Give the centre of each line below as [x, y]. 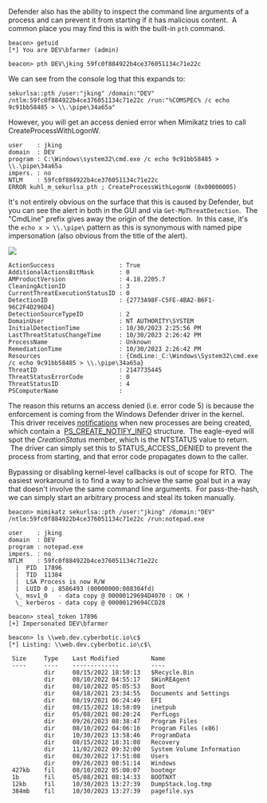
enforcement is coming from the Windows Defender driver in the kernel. [126, 414]
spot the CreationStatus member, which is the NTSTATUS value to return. [129, 439]
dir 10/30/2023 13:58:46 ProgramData [117, 735]
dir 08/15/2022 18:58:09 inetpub [110, 707]
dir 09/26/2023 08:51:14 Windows [110, 763]
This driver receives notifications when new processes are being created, [131, 423]
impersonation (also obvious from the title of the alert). [98, 236]
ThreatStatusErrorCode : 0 [69, 377]
